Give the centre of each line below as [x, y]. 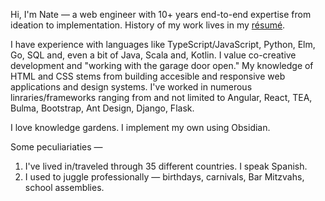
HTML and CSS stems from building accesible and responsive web [148, 76]
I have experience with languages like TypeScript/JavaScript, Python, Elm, [163, 44]
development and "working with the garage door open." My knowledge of [162, 65]
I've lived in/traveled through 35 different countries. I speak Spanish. [166, 166]
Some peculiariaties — [56, 147]
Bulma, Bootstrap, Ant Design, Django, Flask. [102, 108]
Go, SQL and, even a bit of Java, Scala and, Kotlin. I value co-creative [153, 55]
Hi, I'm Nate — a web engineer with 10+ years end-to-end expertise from [161, 14]
